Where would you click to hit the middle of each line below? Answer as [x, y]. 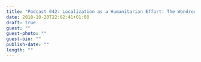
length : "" [20, 50]
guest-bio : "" [24, 39]
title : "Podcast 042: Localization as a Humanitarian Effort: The [91, 12]
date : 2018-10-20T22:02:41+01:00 [48, 17]
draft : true [21, 22]
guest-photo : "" [26, 34]
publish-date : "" [28, 45]
